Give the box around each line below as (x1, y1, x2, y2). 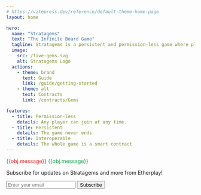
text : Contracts (22, 92, 63, 98)
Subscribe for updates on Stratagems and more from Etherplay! (6, 169, 163, 176)
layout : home (6, 14, 39, 20)
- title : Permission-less (11, 113, 77, 119)
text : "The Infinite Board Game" (11, 36, 95, 42)
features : (6, 108, 31, 114)
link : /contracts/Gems (22, 97, 79, 103)
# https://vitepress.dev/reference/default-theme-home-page (6, 8, 160, 15)
